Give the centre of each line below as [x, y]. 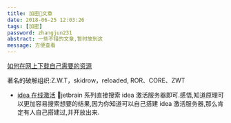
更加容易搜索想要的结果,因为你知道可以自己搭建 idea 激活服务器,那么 [120, 103]
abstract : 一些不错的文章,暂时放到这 [55, 39]
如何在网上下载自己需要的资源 [49, 66]
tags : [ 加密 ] [25, 26]
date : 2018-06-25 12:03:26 [46, 20]
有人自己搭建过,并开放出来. [61, 112]
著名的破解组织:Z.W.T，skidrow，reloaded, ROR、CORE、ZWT [96, 80]
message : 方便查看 [32, 45]
